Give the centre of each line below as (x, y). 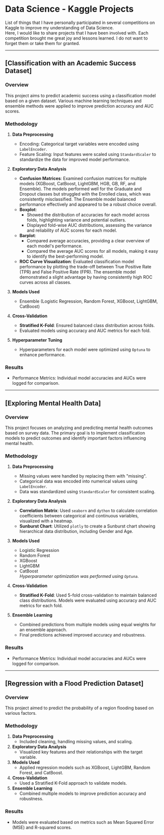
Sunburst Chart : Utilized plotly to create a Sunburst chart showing (87, 526)
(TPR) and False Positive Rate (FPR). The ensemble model (77, 272)
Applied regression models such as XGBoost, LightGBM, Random (85, 768)
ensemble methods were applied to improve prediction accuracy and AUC (79, 106)
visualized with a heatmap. (46, 521)
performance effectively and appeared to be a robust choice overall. (88, 204)
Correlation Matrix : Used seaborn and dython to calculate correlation (88, 511)
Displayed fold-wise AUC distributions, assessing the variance (89, 225)
